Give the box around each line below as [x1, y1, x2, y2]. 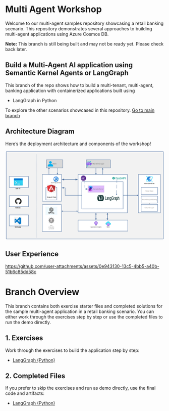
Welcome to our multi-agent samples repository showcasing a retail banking [5, 20, 164, 26]
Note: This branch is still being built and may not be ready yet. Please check [5, 40, 164, 47]
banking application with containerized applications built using [5, 87, 135, 94]
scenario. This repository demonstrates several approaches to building [5, 25, 152, 31]
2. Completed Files [5, 372, 66, 380]
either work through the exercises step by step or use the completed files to [5, 313, 163, 319]
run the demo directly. [5, 319, 51, 325]
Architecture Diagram [5, 127, 75, 136]
